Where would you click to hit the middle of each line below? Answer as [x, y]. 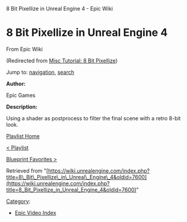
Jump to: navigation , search [40, 72]
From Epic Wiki [25, 49]
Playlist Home [23, 136]
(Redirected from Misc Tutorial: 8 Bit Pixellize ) [62, 60]
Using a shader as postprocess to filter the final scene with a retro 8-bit [93, 118]
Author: [16, 83]
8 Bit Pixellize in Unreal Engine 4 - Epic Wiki [60, 9]
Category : [18, 201]
